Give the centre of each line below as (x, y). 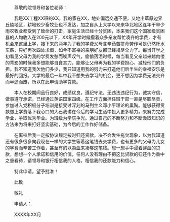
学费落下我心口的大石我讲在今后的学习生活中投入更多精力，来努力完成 (92, 112)
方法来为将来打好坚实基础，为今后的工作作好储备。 (58, 124)
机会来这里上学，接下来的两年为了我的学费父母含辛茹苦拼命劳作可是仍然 (80, 44)
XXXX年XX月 (28, 214)
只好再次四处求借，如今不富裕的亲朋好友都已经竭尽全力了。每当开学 (89, 50)
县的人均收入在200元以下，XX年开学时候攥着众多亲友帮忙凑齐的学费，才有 (83, 37)
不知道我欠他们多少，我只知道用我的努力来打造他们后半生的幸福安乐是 (92, 69)
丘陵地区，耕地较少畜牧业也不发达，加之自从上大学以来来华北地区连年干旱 (83, 25)
